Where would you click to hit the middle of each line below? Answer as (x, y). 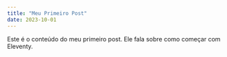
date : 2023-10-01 (32, 20)
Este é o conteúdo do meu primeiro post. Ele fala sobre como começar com (114, 39)
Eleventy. (20, 46)
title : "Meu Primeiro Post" (47, 13)
